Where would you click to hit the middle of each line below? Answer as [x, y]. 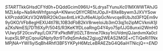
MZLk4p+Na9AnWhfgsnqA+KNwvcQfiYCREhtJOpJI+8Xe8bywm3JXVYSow [81, 12]
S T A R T [12, 7]
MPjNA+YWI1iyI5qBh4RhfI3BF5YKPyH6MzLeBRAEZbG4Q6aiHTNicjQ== [77, 43]
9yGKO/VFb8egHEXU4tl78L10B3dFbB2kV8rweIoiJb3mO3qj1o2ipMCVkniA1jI [81, 22]
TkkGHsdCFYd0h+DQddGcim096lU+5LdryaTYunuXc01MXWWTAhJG [88, 7]
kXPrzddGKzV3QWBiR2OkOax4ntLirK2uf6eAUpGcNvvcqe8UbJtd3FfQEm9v [81, 17]
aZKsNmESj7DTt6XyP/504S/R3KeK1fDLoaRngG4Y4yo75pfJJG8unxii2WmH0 [81, 28]
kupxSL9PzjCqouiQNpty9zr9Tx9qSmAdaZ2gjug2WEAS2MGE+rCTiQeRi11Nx [81, 38]
